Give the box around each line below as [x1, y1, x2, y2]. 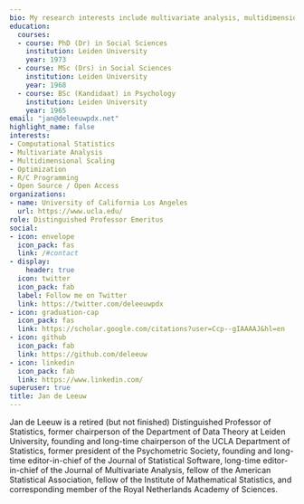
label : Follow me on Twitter [17, 290, 128, 300]
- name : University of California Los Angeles [9, 198, 188, 208]
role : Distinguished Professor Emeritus [9, 214, 165, 224]
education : [9, 22, 51, 31]
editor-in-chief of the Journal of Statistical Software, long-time [27, 455, 261, 466]
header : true [25, 266, 75, 275]
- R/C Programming [9, 173, 79, 182]
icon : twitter [17, 274, 71, 283]
